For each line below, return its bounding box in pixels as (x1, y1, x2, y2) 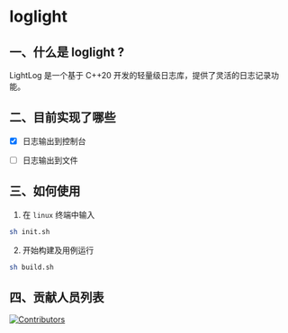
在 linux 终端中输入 (22, 209, 95, 220)
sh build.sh (9, 263, 54, 272)
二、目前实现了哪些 (9, 110, 116, 125)
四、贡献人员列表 (9, 290, 104, 305)
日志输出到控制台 (22, 135, 86, 146)
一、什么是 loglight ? (9, 44, 124, 59)
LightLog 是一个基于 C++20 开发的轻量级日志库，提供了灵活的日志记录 (9, 70, 272, 80)
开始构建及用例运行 (22, 245, 94, 256)
